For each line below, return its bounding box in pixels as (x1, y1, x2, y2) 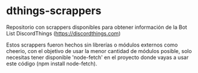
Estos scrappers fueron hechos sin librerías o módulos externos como (6, 41, 178, 48)
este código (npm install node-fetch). (6, 60, 98, 67)
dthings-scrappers (6, 4, 102, 18)
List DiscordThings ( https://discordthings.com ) (6, 29, 121, 36)
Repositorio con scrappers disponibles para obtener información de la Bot (6, 24, 187, 31)
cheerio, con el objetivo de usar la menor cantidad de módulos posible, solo (6, 47, 192, 54)
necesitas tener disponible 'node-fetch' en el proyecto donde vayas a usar (6, 54, 189, 61)
